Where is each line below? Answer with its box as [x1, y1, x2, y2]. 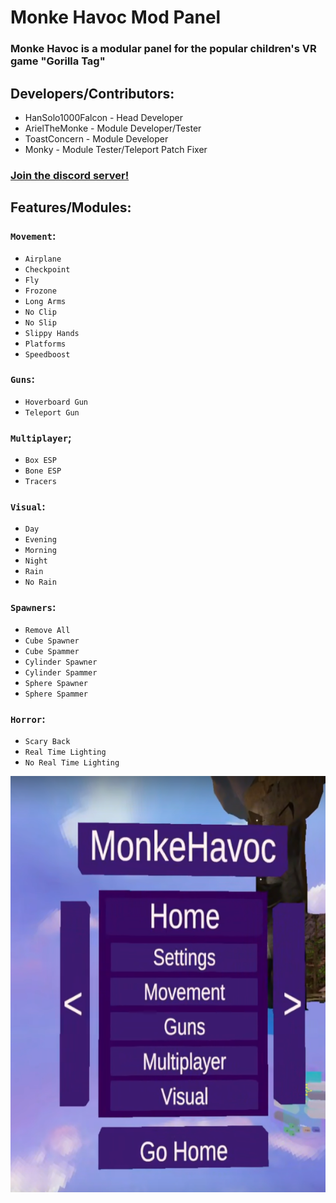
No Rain [24, 577, 57, 588]
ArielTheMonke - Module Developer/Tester [24, 122, 202, 134]
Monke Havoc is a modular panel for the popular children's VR [10, 42, 317, 56]
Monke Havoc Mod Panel [10, 6, 222, 29]
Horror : [10, 712, 46, 726]
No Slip [24, 317, 57, 328]
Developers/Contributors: [10, 85, 175, 102]
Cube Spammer [24, 646, 80, 656]
